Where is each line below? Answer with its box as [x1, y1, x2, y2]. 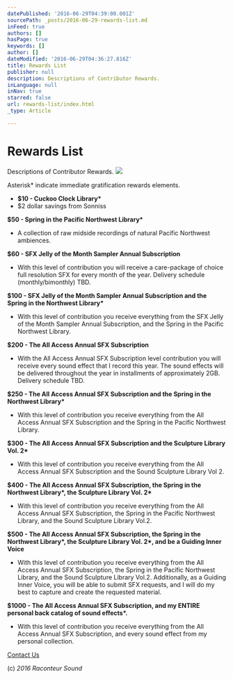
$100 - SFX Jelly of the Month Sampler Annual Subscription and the [7, 291, 207, 299]
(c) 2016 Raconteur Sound [7, 664, 83, 672]
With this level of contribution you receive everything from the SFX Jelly [17, 312, 224, 320]
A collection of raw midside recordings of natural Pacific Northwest [17, 228, 211, 237]
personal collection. [17, 637, 74, 645]
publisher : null [7, 68, 54, 75]
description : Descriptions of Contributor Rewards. [7, 75, 160, 82]
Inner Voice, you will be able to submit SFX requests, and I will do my [17, 580, 215, 588]
